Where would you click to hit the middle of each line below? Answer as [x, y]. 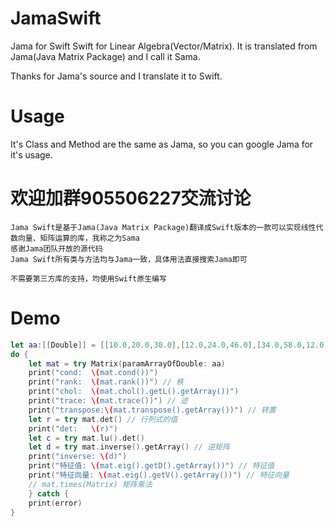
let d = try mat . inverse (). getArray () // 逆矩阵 [129, 447]
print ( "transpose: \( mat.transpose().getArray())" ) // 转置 [152, 410]
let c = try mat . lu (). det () [86, 438]
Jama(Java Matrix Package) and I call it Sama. [105, 56]
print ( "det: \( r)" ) [73, 428]
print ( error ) [55, 503]
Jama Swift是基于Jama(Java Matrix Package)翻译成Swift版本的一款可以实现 [156, 227]
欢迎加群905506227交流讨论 [131, 198]
